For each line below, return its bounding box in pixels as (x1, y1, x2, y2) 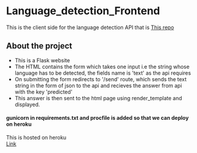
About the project (6, 41, 73, 51)
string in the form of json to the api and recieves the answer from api (14, 82, 182, 89)
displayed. (14, 101, 40, 108)
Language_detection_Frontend (6, 4, 160, 18)
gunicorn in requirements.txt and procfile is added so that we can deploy (6, 114, 189, 122)
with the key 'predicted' (14, 88, 73, 95)
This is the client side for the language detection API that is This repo (6, 24, 175, 31)
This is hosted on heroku (6, 133, 67, 141)
